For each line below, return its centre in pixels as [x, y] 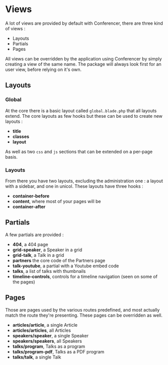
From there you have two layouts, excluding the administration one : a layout [84, 181]
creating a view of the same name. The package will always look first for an [83, 64]
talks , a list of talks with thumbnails [49, 271]
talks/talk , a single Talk [37, 357]
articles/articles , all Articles [42, 330]
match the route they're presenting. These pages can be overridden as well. [84, 315]
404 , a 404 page [30, 244]
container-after [29, 206]
